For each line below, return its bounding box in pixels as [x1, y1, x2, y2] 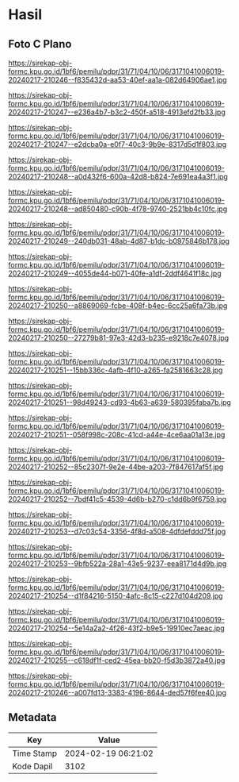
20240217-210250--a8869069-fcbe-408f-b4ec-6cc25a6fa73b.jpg [8, 301, 228, 310]
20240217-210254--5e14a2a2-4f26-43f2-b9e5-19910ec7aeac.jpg [8, 623, 226, 633]
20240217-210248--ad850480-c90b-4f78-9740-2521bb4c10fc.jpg [8, 204, 228, 214]
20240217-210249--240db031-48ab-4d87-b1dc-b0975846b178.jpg [8, 237, 230, 245]
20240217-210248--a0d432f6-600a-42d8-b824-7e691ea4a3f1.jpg [8, 172, 228, 181]
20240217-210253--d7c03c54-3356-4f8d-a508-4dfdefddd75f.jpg [8, 526, 226, 536]
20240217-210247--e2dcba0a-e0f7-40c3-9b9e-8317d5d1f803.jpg [8, 140, 227, 148]
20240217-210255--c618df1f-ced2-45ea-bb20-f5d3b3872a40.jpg [8, 656, 226, 665]
